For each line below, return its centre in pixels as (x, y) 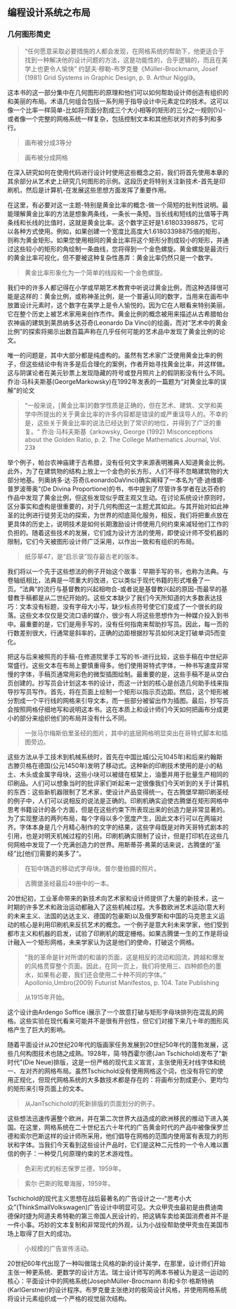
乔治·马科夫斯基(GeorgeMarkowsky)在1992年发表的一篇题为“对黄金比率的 (114, 381)
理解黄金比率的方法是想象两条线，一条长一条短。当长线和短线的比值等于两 (121, 214)
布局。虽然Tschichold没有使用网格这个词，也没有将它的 (137, 1071)
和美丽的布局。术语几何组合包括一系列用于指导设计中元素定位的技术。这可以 (118, 101)
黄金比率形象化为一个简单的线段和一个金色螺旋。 (95, 272)
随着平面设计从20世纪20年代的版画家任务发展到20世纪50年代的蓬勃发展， (115, 1044)
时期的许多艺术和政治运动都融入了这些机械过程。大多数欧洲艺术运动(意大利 (116, 907)
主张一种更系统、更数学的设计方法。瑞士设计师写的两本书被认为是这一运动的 (118, 1272)
